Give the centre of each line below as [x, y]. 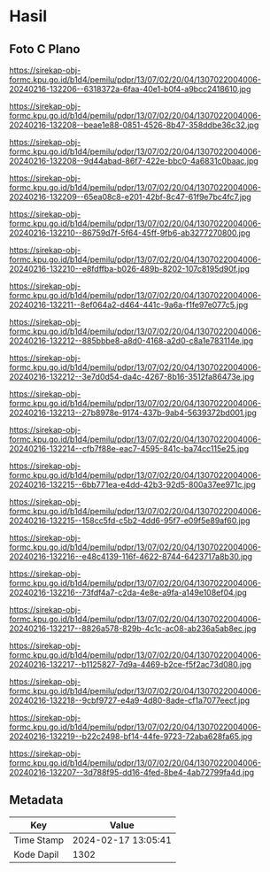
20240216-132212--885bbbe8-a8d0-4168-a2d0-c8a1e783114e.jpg [131, 341]
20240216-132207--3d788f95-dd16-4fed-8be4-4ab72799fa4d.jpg [132, 772]
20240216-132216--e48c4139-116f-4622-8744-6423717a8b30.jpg [131, 556]
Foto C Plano [45, 49]
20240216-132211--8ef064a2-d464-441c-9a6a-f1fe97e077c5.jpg [129, 305]
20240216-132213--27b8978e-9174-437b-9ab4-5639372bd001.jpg [133, 413]
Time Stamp [39, 840]
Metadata [36, 800]
